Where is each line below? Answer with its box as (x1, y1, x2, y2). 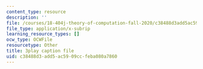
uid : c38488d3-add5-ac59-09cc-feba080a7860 (6, 53, 118, 59)
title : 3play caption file (6, 48, 74, 54)
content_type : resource (6, 8, 66, 15)
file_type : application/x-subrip (6, 25, 91, 32)
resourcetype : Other (6, 43, 59, 49)
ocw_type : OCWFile (6, 37, 53, 43)
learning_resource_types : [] (6, 31, 80, 37)
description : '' (6, 14, 47, 20)
